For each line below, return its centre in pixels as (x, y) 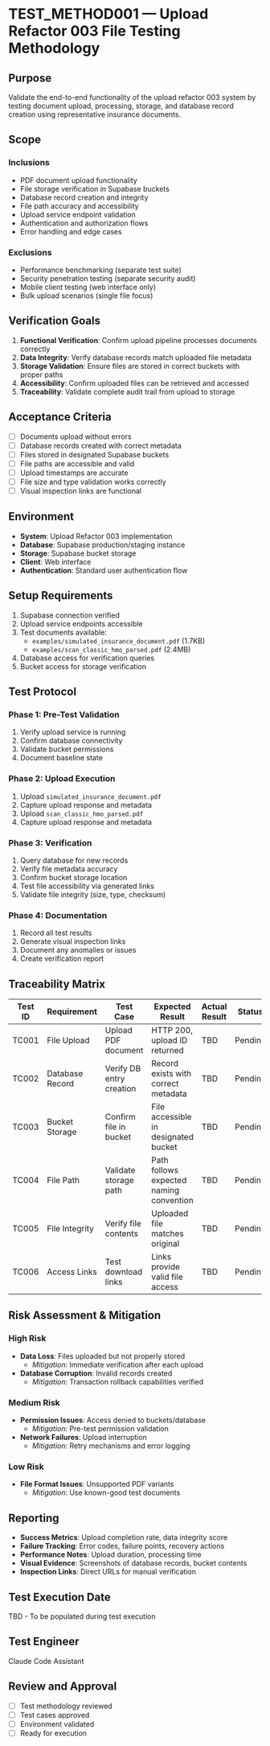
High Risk (27, 1338)
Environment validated (57, 1723)
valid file (167, 1277)
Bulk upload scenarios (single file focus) (86, 296)
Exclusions (30, 252)
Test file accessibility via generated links (87, 886)
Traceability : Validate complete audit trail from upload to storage (127, 391)
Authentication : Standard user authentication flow (104, 570)
